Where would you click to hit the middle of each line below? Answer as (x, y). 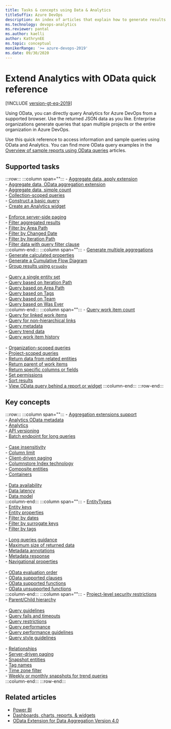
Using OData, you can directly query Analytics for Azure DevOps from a (81, 113)
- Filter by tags (21, 529)
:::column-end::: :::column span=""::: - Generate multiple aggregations (79, 250)
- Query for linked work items (36, 315)
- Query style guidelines (31, 638)
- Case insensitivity (26, 447)
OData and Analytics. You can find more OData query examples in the (79, 145)
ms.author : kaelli (25, 34)
